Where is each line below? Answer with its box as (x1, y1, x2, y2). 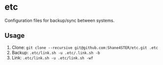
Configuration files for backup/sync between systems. (4, 17, 115, 23)
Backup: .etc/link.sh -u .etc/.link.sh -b (11, 49, 100, 55)
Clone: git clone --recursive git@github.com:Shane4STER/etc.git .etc (11, 44, 158, 50)
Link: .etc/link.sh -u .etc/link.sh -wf (11, 55, 94, 61)
